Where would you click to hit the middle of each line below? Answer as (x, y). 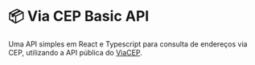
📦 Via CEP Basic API (79, 16)
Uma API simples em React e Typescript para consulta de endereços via (128, 44)
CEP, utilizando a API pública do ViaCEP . (76, 52)
